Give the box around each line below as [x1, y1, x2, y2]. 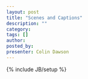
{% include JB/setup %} [6, 66, 67, 73]
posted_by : [6, 43, 34, 50]
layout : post [6, 9, 39, 15]
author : [6, 37, 26, 43]
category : [6, 26, 32, 32]
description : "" [6, 20, 47, 26]
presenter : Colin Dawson [6, 49, 69, 55]
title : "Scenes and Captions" [6, 15, 83, 21]
